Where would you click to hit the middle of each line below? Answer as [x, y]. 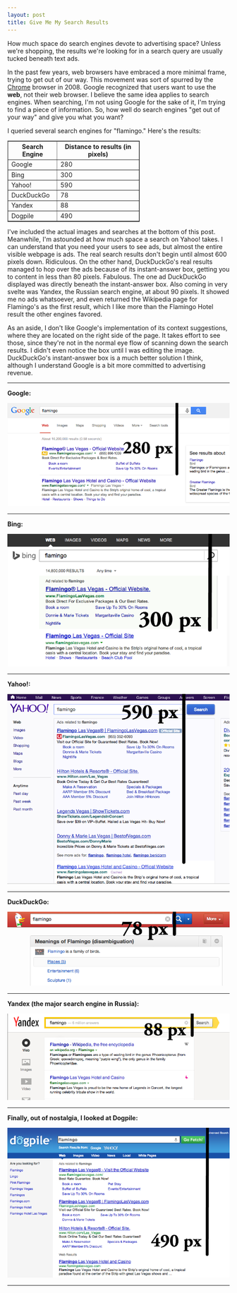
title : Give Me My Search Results [58, 22]
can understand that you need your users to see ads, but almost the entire [115, 247]
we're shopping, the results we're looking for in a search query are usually [115, 51]
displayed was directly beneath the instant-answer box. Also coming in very [117, 284]
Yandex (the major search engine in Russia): [73, 1004]
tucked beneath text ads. [43, 58]
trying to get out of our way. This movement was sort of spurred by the [110, 79]
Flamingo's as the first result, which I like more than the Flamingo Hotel [110, 306]
